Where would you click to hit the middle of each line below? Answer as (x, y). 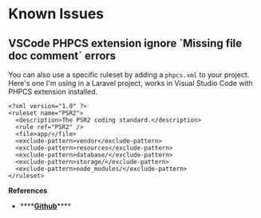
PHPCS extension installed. (53, 91)
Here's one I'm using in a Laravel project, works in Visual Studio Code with (130, 83)
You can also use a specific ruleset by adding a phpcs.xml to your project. (129, 75)
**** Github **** (45, 206)
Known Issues (56, 14)
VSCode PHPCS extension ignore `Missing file (125, 43)
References (28, 191)
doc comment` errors (62, 55)
